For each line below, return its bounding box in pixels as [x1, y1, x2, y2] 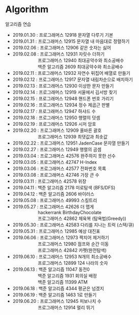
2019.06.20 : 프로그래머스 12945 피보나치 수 [12, 298, 101, 304]
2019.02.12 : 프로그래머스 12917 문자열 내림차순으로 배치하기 [12, 76, 133, 82]
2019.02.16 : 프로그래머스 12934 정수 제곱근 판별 [12, 102, 110, 108]
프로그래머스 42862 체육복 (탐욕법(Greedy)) [38, 215, 127, 221]
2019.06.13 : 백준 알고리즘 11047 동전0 [12, 266, 90, 272]
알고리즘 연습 [5, 21, 31, 27]
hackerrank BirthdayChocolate [38, 209, 101, 215]
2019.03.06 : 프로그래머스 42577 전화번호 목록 [12, 165, 107, 171]
